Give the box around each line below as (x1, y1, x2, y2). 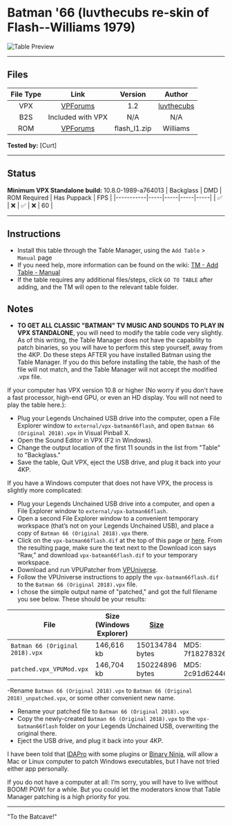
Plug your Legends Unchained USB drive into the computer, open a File (17, 414, 220, 423)
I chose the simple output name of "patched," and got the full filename (17, 588, 217, 596)
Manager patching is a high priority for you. (7, 793, 130, 801)
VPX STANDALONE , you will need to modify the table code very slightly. (17, 329, 223, 337)
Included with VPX (48, 112, 108, 122)
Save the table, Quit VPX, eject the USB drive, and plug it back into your (17, 458, 221, 467)
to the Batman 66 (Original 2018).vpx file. (17, 580, 138, 588)
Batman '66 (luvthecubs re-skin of (7, 5, 209, 21)
